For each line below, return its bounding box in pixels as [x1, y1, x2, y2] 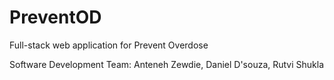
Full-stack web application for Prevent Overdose [9, 39, 209, 51]
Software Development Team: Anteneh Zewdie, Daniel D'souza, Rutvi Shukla [9, 58, 325, 70]
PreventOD [9, 6, 102, 29]
